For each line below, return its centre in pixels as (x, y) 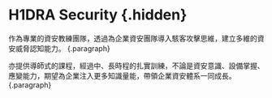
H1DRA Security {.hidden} (98, 15)
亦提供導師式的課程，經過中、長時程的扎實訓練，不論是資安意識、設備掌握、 (136, 66)
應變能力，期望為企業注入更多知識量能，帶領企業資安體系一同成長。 (122, 75)
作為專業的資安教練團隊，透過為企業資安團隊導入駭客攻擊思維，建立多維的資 (136, 38)
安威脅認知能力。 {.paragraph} (60, 48)
